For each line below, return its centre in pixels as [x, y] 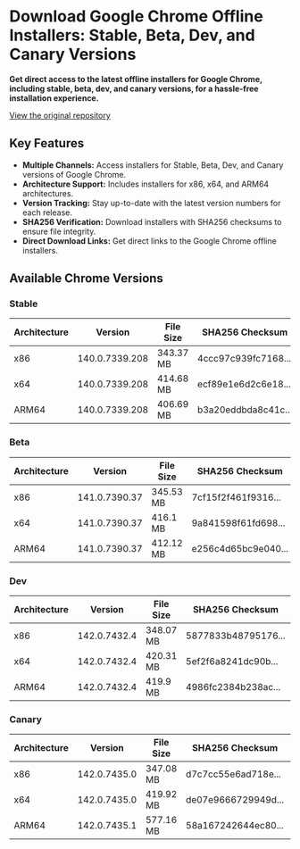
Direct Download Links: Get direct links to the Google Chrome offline [149, 241]
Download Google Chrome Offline [136, 17]
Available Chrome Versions [86, 279]
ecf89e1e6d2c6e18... [245, 384]
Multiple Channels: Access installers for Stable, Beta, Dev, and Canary [153, 165]
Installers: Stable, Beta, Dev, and [133, 35]
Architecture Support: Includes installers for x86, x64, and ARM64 [146, 184]
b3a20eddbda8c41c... [245, 410]
